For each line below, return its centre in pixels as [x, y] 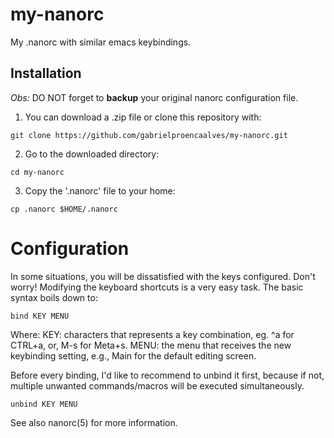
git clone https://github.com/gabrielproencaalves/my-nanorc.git [149, 135]
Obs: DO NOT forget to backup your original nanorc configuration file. [154, 97]
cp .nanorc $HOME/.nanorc [64, 209]
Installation [46, 73]
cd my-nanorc [37, 172]
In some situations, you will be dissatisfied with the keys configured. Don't [163, 276]
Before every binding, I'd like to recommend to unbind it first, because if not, [167, 375]
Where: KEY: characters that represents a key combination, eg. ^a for [152, 334]
